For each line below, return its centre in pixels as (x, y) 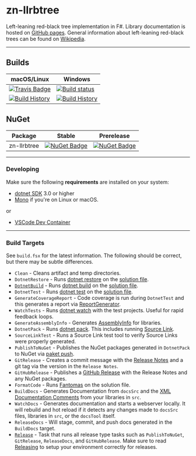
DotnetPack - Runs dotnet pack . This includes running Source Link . (94, 329)
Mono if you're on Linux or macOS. (57, 199)
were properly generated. (45, 341)
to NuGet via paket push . (44, 354)
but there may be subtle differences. (50, 262)
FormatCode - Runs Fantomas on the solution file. (72, 385)
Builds (18, 63)
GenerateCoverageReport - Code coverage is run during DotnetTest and (99, 298)
